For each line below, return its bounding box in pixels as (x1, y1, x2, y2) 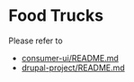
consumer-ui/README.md (21, 52, 119, 63)
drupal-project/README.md (21, 62, 125, 73)
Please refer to (8, 35, 64, 46)
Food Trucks (8, 5, 104, 26)
